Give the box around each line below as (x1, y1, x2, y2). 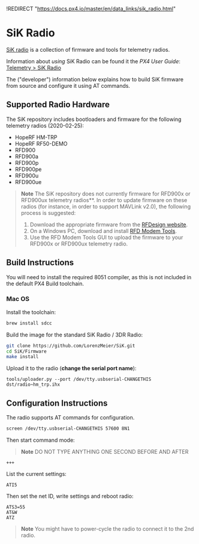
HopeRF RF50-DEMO (14, 140, 68, 147)
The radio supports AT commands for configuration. (6, 414, 135, 421)
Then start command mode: (6, 436, 75, 444)
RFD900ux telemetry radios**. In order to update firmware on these (20, 196, 188, 203)
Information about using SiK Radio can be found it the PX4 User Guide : (6, 57, 181, 65)
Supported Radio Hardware (6, 99, 110, 110)
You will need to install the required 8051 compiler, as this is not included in (6, 273, 192, 280)
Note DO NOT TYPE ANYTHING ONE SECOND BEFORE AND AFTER (20, 448, 189, 456)
